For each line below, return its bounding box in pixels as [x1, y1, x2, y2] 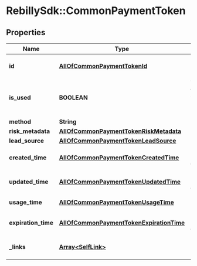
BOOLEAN [59, 94, 88, 101]
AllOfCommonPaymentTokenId [59, 62, 148, 70]
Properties [6, 28, 46, 37]
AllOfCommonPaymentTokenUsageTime [59, 198, 174, 206]
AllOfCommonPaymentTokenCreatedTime [59, 154, 179, 162]
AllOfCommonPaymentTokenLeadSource [59, 137, 176, 145]
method [9, 118, 31, 125]
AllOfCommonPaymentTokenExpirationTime [59, 219, 185, 227]
